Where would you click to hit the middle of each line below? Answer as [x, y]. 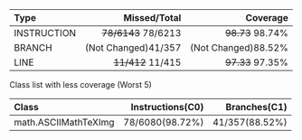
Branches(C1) [256, 107]
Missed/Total [152, 18]
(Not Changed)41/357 [133, 47]
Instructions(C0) [167, 107]
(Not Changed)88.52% [239, 47]
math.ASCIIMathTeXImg [64, 122]
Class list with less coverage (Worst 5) [80, 84]
